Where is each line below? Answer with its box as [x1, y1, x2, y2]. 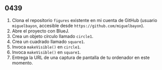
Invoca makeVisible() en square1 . [11, 49, 81, 55]
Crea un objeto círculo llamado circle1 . [11, 33, 93, 39]
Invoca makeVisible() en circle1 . [11, 43, 81, 49]
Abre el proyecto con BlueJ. [11, 27, 69, 34]
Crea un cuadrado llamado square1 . [11, 38, 85, 44]
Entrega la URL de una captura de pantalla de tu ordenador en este [11, 54, 150, 60]
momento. [11, 59, 33, 65]
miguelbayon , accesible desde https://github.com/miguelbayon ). [11, 22, 144, 28]
